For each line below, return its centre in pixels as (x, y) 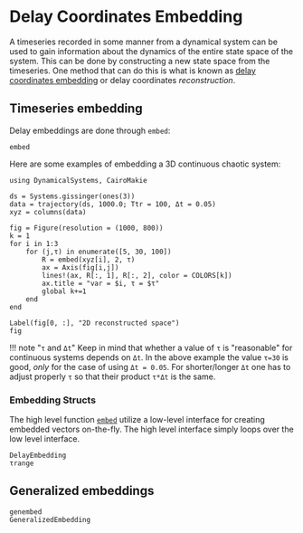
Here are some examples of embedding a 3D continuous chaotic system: (145, 164)
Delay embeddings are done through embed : (90, 130)
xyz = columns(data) (48, 212)
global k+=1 (65, 291)
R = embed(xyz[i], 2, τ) (89, 260)
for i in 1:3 (34, 243)
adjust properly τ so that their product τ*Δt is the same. (113, 376)
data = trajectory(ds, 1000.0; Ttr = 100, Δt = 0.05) (113, 204)
